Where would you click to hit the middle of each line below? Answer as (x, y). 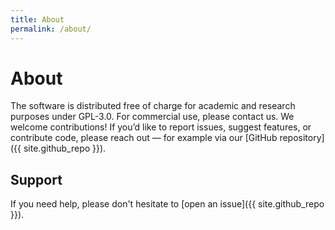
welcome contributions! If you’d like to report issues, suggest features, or (161, 127)
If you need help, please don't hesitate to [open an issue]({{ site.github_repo (167, 204)
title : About (37, 19)
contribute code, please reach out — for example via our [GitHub (144, 138)
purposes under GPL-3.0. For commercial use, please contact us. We (152, 117)
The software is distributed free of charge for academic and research (153, 106)
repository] (302, 138)
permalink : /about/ (51, 29)
